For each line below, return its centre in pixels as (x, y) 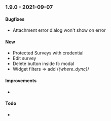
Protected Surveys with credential (48, 53)
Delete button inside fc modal (43, 64)
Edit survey (24, 58)
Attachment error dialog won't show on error (59, 30)
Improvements (21, 80)
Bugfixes (15, 19)
